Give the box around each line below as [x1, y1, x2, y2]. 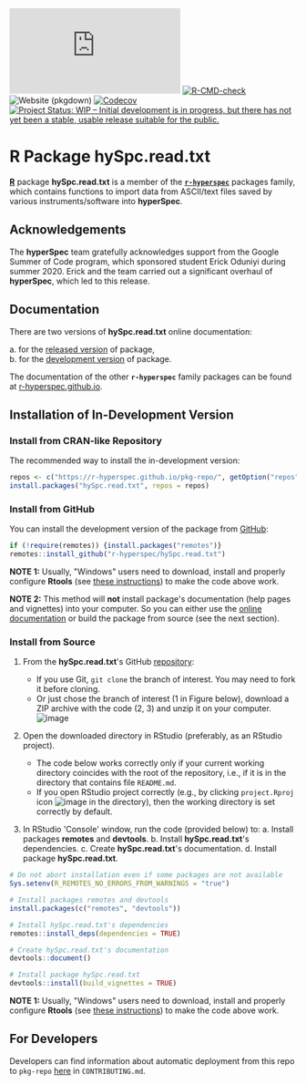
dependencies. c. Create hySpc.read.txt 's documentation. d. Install [22, 843, 278, 854]
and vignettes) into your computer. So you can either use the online [9, 604, 262, 615]
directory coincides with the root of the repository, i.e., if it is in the [36, 768, 287, 779]
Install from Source [9, 635, 96, 648]
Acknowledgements [9, 222, 127, 238]
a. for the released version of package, [9, 344, 155, 355]
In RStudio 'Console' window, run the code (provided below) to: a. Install [22, 824, 294, 835]
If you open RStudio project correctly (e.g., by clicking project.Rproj [36, 787, 294, 798]
